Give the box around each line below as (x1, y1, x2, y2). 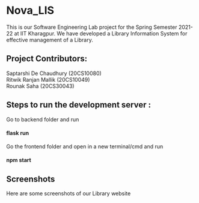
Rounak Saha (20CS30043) (6, 82, 75, 89)
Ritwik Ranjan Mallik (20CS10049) (6, 76, 90, 83)
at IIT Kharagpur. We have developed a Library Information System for (14, 29, 188, 37)
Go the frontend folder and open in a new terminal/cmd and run (6, 142, 164, 150)
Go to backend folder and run (6, 115, 79, 123)
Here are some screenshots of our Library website (6, 190, 131, 197)
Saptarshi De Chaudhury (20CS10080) (6, 70, 102, 77)
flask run (6, 130, 29, 137)
